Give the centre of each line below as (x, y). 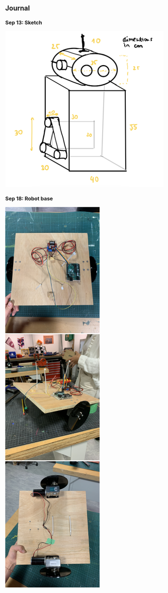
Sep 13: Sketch (24, 23)
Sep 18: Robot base (29, 199)
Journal (18, 8)
